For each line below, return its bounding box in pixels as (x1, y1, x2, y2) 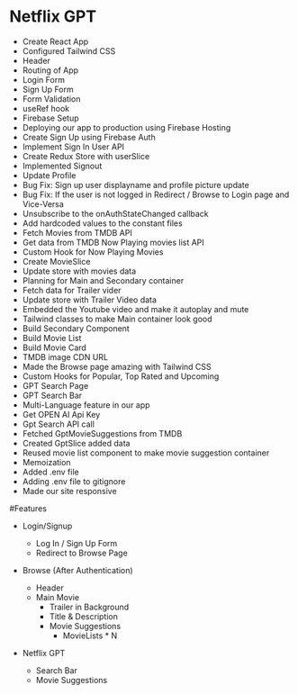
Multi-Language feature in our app (22, 399, 150, 410)
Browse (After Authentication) (22, 564, 133, 575)
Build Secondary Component (22, 322, 131, 334)
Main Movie (35, 591, 79, 602)
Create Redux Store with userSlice (22, 150, 150, 161)
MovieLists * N (62, 630, 118, 641)
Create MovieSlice (22, 256, 91, 266)
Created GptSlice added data (22, 437, 131, 448)
